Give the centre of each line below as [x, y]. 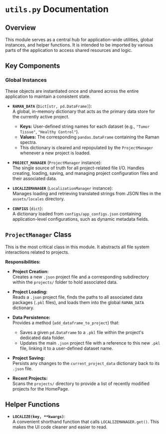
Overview [21, 28]
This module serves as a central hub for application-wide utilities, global [79, 39]
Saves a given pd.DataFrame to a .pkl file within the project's [82, 332]
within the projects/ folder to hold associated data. [65, 282]
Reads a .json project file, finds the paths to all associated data [78, 297]
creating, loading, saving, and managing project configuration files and [85, 173]
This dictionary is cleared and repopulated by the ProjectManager [86, 147]
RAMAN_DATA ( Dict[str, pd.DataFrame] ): [52, 106]
